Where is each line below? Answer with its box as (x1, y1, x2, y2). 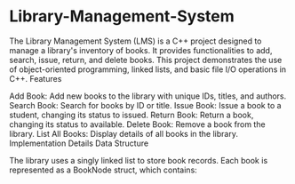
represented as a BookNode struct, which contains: (9, 164, 197, 175)
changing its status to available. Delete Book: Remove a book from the (9, 118, 266, 130)
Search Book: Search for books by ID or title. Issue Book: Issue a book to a (9, 100, 282, 110)
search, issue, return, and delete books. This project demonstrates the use (9, 54, 283, 65)
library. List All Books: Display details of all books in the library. (9, 128, 238, 139)
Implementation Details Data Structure (9, 138, 149, 148)
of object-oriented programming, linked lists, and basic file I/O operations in (9, 64, 287, 75)
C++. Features (9, 73, 62, 84)
